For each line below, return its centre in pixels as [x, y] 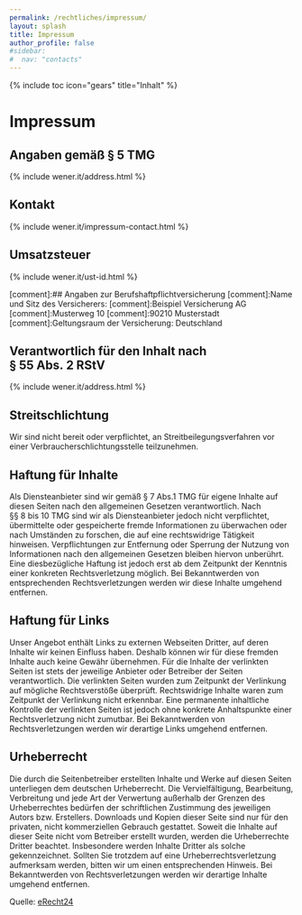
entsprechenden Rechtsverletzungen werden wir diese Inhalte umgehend [146, 583]
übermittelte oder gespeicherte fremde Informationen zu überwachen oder [148, 526]
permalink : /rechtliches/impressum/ [78, 18]
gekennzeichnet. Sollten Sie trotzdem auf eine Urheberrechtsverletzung [143, 855]
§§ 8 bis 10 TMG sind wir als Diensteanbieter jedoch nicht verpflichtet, [140, 516]
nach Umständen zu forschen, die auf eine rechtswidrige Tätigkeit [132, 535]
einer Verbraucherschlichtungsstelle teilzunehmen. [104, 446]
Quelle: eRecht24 [41, 901]
